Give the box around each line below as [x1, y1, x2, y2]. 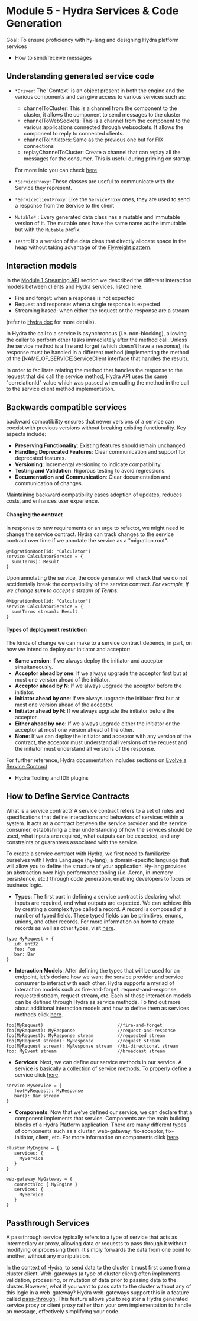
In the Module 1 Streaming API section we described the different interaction [6, 276, 192, 283]
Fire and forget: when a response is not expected [14, 294, 135, 301]
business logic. [6, 881, 43, 889]
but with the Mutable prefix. [14, 226, 81, 233]
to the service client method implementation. [6, 385, 115, 392]
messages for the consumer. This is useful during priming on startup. [23, 155, 192, 162]
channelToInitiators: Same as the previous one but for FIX [23, 136, 164, 143]
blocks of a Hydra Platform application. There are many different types [14, 1121, 187, 1128]
